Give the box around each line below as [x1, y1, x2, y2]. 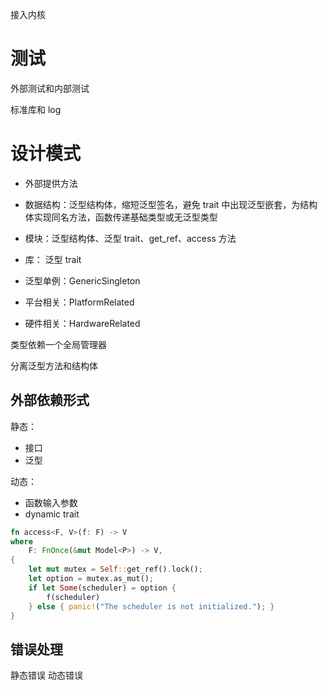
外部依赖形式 [10, 392, 90, 409]
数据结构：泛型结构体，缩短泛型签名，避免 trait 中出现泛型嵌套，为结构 [24, 198, 318, 210]
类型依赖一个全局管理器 [10, 338, 107, 350]
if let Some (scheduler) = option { [28, 583, 177, 593]
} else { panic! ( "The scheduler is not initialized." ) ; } [28, 601, 275, 612]
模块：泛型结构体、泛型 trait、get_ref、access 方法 [24, 232, 237, 244]
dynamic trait [24, 508, 80, 520]
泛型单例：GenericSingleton [24, 274, 141, 287]
